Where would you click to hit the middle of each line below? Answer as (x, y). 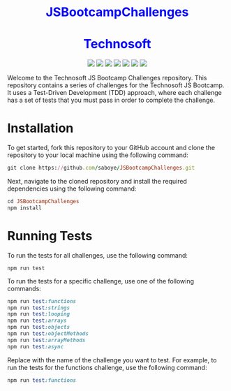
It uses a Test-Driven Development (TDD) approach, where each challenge (114, 93)
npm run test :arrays (37, 321)
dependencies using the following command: (72, 189)
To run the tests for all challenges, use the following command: (98, 255)
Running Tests (50, 236)
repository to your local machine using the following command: (98, 155)
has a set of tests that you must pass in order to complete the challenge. (111, 100)
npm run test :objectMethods (48, 334)
